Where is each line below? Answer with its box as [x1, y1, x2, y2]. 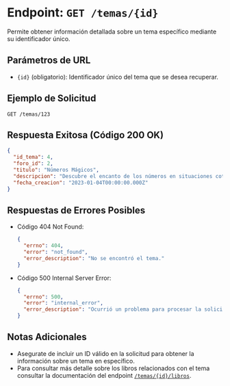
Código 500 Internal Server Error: [16, 274, 112, 282]
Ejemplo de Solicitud [7, 92, 97, 104]
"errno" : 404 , [23, 242, 64, 249]
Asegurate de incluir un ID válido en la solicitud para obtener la [16, 349, 194, 357]
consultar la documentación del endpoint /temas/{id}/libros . [16, 371, 192, 379]
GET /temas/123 [7, 111, 51, 118]
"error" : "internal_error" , [23, 300, 104, 307]
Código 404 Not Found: [16, 222, 84, 231]
